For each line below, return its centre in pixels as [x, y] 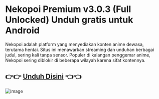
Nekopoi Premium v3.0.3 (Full [68, 9]
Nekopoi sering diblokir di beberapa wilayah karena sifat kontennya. [75, 60]
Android [23, 30]
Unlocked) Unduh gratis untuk [69, 20]
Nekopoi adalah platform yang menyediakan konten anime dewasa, [74, 44]
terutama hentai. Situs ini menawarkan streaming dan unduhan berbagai [80, 49]
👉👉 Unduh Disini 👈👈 [43, 77]
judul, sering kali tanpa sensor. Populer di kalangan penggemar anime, [78, 55]
